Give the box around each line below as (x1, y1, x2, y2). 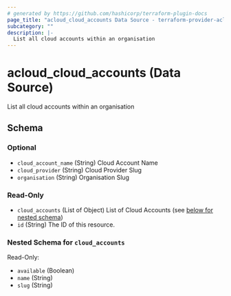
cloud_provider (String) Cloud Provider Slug (16, 166, 142, 174)
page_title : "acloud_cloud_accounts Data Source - (7, 16, 155, 23)
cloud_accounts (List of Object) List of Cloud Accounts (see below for (16, 206, 214, 214)
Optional (7, 143, 36, 152)
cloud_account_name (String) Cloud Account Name (16, 159, 158, 167)
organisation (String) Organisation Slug (16, 173, 129, 181)
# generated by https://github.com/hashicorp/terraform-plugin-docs (7, 10, 208, 17)
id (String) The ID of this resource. (16, 220, 115, 229)
